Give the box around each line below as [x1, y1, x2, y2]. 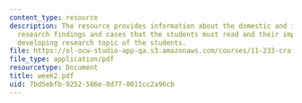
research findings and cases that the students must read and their [17, 30, 280, 39]
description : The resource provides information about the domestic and [9, 21, 288, 30]
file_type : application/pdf [9, 55, 115, 64]
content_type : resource [9, 13, 99, 22]
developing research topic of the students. [17, 38, 187, 47]
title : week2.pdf [9, 72, 75, 81]
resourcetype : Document [9, 64, 99, 73]
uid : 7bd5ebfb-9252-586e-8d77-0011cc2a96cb [9, 80, 175, 89]
